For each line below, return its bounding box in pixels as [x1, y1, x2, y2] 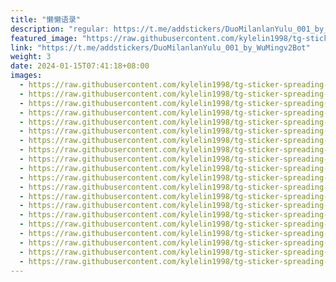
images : [10, 71, 43, 81]
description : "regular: [10, 24, 110, 34]
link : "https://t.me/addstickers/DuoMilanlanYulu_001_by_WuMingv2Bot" [10, 42, 311, 53]
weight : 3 [10, 52, 52, 62]
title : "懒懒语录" [10, 14, 82, 25]
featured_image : [10, 33, 78, 43]
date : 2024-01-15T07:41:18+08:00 [10, 61, 150, 71]
